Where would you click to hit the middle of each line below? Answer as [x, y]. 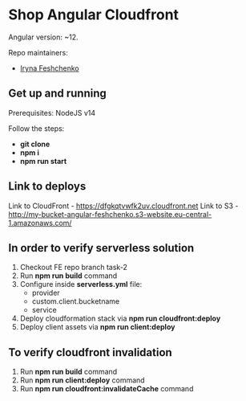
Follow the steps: [36, 128]
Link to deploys [47, 186]
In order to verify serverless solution [101, 248]
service [44, 310]
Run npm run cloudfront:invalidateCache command [107, 389]
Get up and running [57, 94]
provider [46, 293]
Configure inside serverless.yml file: [81, 284]
